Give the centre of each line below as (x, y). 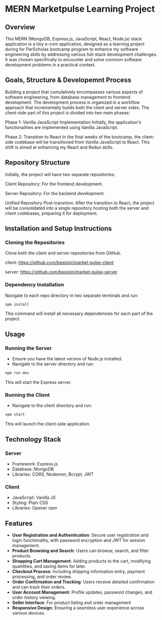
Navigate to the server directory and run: (53, 364)
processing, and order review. (42, 577)
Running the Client (27, 395)
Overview (20, 27)
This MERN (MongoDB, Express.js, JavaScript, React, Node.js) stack (73, 39)
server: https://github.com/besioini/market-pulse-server (61, 272)
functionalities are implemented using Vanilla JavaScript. (62, 127)
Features (19, 523)
